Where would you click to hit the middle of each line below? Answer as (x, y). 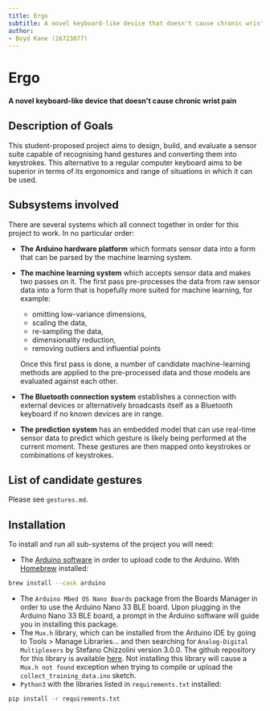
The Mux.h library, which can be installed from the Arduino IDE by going (138, 633)
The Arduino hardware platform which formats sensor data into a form (137, 248)
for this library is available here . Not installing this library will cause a (133, 659)
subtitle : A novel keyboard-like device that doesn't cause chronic (125, 23)
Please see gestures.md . (48, 499)
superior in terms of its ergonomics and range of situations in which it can (131, 171)
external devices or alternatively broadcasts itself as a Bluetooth (126, 405)
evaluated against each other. (69, 381)
